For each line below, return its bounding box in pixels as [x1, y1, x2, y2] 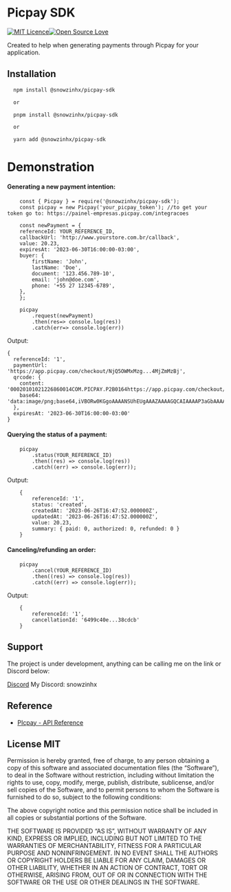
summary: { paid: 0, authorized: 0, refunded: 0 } [32, 525, 180, 532]
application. [7, 48, 41, 56]
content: [19, 380, 45, 387]
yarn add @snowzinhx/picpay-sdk [13, 136, 107, 143]
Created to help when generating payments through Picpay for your [7, 41, 199, 49]
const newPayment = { [19, 222, 81, 229]
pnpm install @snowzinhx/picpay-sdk [13, 111, 118, 118]
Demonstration [7, 160, 95, 175]
